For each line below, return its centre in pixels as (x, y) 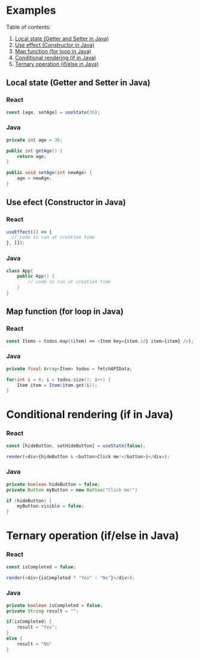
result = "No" (34, 644)
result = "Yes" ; (37, 627)
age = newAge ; (34, 178)
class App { (20, 271)
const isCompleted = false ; (41, 567)
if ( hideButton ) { (29, 501)
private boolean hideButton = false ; (53, 484)
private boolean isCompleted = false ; (54, 605)
